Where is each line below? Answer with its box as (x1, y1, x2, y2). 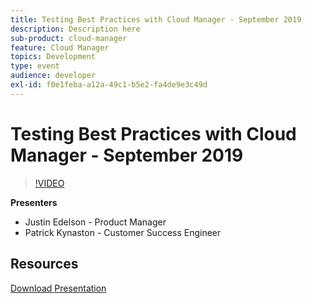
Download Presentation (10, 282, 107, 294)
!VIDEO (34, 177, 65, 189)
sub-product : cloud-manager (10, 33, 128, 43)
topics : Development (10, 52, 97, 62)
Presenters (10, 196, 58, 208)
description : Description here (10, 24, 141, 34)
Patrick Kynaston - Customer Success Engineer (24, 226, 222, 238)
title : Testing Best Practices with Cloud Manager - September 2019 (10, 14, 302, 25)
